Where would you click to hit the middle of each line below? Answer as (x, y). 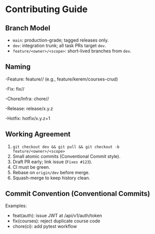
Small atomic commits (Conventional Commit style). (66, 156)
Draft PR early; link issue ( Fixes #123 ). (52, 162)
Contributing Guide (46, 9)
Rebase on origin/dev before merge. (51, 172)
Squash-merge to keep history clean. (51, 178)
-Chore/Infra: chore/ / (27, 99)
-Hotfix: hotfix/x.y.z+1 (28, 118)
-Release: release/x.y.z (29, 108)
